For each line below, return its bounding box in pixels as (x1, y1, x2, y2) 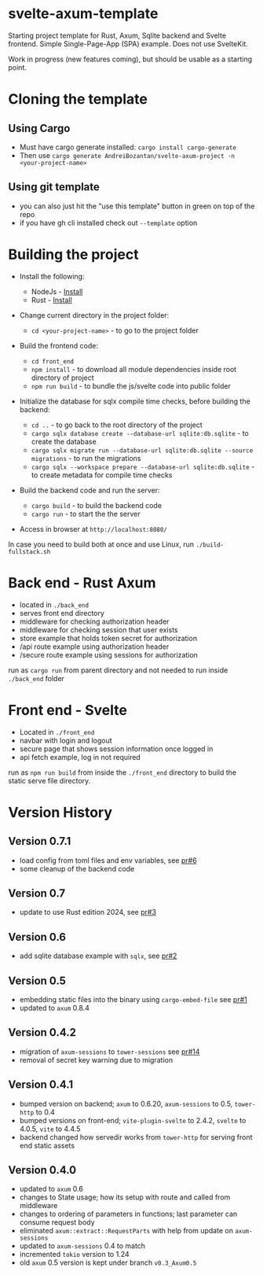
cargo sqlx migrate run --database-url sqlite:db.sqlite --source (31, 446, 254, 455)
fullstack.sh (8, 547, 51, 555)
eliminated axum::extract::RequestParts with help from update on (19, 1226, 234, 1236)
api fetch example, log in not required (19, 752, 141, 761)
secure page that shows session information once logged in (19, 744, 214, 754)
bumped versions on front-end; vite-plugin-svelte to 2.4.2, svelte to (19, 1115, 247, 1125)
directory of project (31, 373, 94, 382)
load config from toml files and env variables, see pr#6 (19, 855, 198, 865)
